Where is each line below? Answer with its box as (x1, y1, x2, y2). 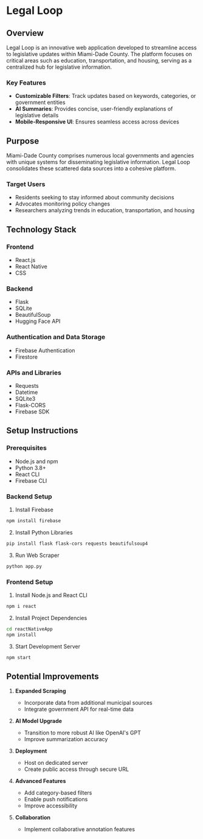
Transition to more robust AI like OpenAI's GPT (24, 729, 142, 736)
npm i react (6, 603, 36, 609)
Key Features (6, 78, 47, 87)
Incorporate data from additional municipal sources (24, 699, 153, 706)
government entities (15, 98, 66, 106)
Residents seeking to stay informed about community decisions (15, 194, 174, 201)
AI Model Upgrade (15, 717, 63, 725)
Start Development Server (15, 643, 81, 650)
